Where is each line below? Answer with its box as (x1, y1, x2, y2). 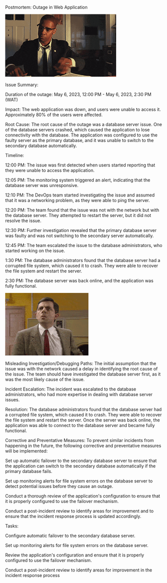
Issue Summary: (5, 82, 38, 87)
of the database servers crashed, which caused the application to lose (5, 127, 150, 132)
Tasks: (5, 523, 19, 529)
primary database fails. (5, 468, 52, 474)
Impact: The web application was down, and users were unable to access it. (5, 106, 161, 112)
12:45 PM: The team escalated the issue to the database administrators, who (5, 242, 163, 248)
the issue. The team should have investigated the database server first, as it (5, 371, 161, 377)
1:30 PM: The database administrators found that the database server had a (5, 257, 161, 263)
